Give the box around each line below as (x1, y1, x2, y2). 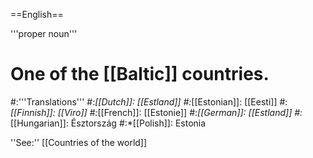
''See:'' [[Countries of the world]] (10, 136, 148, 148)
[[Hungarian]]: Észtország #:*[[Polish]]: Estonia (10, 117, 207, 129)
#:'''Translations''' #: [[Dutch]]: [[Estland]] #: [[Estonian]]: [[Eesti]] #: (10, 95, 288, 108)
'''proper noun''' (10, 28, 78, 39)
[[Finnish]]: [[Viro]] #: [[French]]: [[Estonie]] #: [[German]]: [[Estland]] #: (10, 106, 303, 118)
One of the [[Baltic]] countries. (10, 63, 270, 86)
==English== (10, 9, 64, 20)
